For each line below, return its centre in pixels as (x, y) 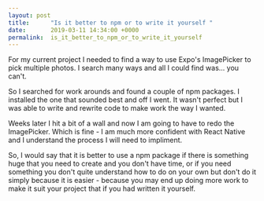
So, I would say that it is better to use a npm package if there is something (128, 155)
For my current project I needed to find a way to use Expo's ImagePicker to (130, 60)
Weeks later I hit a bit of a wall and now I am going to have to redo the (121, 123)
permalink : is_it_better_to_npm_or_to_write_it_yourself (105, 37)
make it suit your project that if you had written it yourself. (102, 188)
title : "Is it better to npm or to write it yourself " (111, 23)
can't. (18, 76)
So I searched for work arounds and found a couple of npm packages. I (124, 92)
